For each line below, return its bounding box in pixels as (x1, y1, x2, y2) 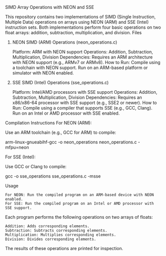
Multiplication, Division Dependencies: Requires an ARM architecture (12, 54, 153, 60)
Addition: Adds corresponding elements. (5, 224, 90, 229)
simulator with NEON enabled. (12, 70, 74, 76)
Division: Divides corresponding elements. (5, 237, 97, 242)
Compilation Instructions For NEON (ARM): (5, 120, 92, 126)
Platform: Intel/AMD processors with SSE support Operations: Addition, (12, 89, 158, 95)
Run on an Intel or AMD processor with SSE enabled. (12, 110, 120, 116)
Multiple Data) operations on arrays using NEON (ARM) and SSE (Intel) (5, 19, 149, 25)
